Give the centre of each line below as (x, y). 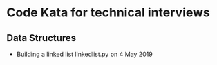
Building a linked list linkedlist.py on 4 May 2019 (84, 54)
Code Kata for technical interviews (108, 13)
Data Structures (41, 38)
